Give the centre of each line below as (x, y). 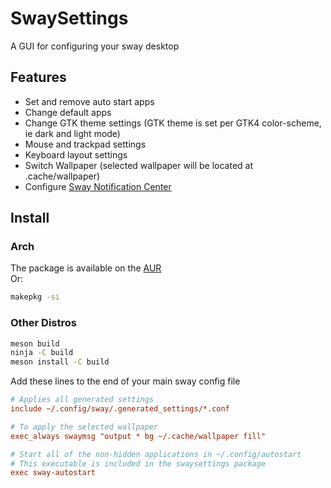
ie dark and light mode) (72, 133)
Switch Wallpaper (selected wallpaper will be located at (139, 165)
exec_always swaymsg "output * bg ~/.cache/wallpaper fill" (138, 436)
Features (38, 77)
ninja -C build (42, 353)
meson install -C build (60, 362)
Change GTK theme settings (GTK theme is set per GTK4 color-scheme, (173, 123)
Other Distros (43, 323)
